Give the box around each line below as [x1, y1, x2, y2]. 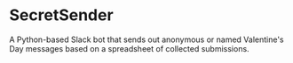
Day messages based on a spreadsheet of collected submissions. [9, 43, 250, 53]
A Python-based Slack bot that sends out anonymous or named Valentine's [9, 34, 284, 45]
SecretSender [9, 5, 114, 25]
